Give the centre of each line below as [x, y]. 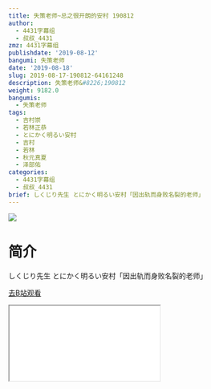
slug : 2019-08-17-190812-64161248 [66, 75]
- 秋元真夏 [31, 157]
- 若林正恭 [31, 128]
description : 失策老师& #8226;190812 [67, 83]
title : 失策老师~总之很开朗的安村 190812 [71, 16]
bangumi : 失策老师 [37, 61]
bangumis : [25, 98]
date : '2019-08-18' [41, 68]
